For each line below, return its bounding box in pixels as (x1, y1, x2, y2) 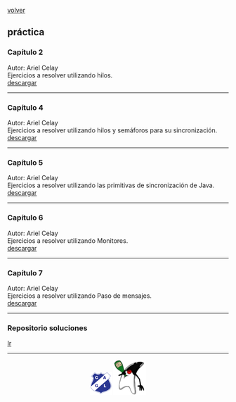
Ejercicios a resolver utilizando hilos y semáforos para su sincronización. (7, 126, 218, 134)
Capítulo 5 (7, 158, 44, 168)
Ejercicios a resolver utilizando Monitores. (7, 236, 129, 245)
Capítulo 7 (7, 268, 44, 277)
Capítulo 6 (7, 213, 44, 222)
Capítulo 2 (7, 47, 44, 57)
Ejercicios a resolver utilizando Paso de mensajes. (7, 291, 152, 300)
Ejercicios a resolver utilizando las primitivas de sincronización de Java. (7, 181, 215, 189)
